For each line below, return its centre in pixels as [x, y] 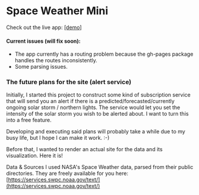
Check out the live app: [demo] [44, 27]
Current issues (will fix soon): [43, 41]
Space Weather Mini [57, 11]
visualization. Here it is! [35, 156]
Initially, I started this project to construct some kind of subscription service [99, 95]
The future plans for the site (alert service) [69, 82]
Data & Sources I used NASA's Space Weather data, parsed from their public [100, 167]
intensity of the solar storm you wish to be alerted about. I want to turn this [97, 114]
